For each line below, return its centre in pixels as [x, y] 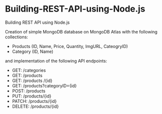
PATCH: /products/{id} [34, 101]
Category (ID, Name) [32, 51]
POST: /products [29, 91]
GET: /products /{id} [32, 81]
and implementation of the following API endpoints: [56, 61]
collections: [16, 37]
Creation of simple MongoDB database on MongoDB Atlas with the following [81, 32]
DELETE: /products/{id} [35, 106]
